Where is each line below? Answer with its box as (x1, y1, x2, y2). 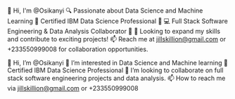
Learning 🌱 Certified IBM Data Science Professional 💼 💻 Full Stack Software (7, 17, 229, 25)
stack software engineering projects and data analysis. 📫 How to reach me (7, 74, 226, 82)
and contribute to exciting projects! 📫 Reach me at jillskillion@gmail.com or (7, 35, 227, 43)
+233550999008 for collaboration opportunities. (7, 45, 148, 53)
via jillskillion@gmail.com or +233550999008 (7, 84, 139, 92)
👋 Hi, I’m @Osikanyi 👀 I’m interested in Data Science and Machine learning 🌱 (7, 59, 229, 67)
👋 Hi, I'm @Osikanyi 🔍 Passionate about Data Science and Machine (7, 6, 203, 15)
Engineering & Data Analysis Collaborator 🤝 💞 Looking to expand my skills (7, 27, 220, 35)
